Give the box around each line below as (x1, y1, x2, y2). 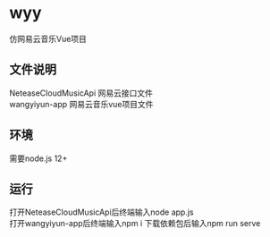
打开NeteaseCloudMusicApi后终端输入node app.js (9, 207, 194, 217)
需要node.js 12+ (9, 153, 68, 164)
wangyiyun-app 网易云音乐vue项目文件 (9, 98, 154, 109)
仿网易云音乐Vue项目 (9, 33, 88, 44)
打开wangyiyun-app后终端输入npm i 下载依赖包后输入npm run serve (9, 218, 261, 229)
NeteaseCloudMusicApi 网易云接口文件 (9, 88, 154, 98)
